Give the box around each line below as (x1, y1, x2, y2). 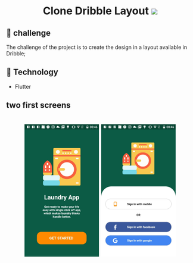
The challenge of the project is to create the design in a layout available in (6, 43, 188, 51)
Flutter (14, 83, 32, 90)
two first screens (6, 100, 71, 111)
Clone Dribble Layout (42, 4, 149, 18)
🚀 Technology (6, 67, 58, 77)
